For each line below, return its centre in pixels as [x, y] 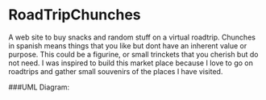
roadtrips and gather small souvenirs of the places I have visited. [116, 71]
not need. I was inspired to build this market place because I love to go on [131, 63]
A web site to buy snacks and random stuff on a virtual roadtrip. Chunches [132, 37]
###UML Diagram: [39, 87]
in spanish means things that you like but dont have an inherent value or [128, 45]
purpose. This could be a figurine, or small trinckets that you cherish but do [133, 54]
